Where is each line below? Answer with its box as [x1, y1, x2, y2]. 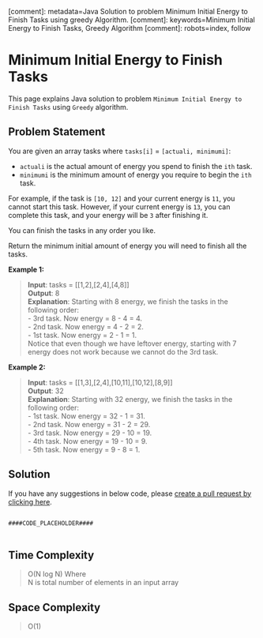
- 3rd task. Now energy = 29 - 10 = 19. [27, 428, 152, 437]
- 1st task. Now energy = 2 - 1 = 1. [27, 330, 137, 340]
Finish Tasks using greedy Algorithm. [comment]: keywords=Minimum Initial [8, 15, 255, 24]
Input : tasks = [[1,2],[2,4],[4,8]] [27, 280, 130, 289]
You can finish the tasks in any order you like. [8, 225, 156, 235]
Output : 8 [27, 288, 60, 298]
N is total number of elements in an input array [27, 578, 179, 587]
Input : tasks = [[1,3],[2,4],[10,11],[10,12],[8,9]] [27, 377, 173, 387]
